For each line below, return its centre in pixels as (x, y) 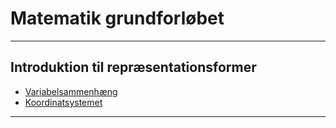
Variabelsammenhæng (71, 91)
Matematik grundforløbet (117, 18)
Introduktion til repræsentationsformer (133, 67)
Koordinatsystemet (63, 102)
